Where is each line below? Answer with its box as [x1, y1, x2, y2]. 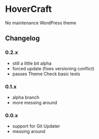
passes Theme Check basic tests [12, 71, 80, 77]
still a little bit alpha [12, 60, 52, 66]
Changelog [5, 34, 40, 43]
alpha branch [12, 94, 40, 100]
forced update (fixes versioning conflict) [12, 65, 95, 71]
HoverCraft [5, 3, 52, 15]
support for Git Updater [12, 123, 60, 129]
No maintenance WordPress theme [5, 20, 77, 26]
